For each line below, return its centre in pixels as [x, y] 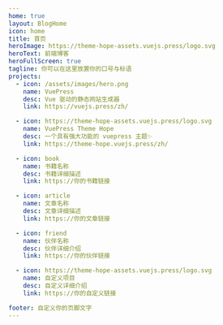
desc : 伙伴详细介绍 [52, 249]
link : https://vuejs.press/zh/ [76, 106]
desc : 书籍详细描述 [52, 174]
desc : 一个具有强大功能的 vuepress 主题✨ [88, 136]
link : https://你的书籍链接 [67, 181]
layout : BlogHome [38, 24]
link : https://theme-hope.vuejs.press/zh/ [96, 144]
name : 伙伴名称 [46, 240]
